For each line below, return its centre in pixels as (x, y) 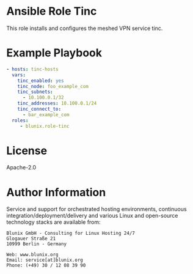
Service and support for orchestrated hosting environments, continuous (97, 209)
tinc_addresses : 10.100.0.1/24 (57, 103)
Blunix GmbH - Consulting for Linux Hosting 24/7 (71, 234)
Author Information (56, 192)
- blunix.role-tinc (45, 126)
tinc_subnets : (35, 92)
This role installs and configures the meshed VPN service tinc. (85, 28)
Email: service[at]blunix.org (45, 260)
